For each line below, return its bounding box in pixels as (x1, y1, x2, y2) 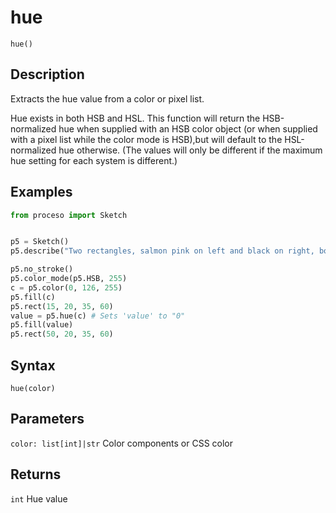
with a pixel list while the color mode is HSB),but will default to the (10, 133, 283, 145)
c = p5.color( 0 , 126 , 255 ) (10, 282, 123, 293)
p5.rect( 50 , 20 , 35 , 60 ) (10, 329, 114, 340)
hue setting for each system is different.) (10, 154, 178, 166)
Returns (10, 466, 62, 483)
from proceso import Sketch (10, 210, 128, 220)
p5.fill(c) (10, 292, 56, 302)
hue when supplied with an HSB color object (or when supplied (58, 122, 318, 135)
